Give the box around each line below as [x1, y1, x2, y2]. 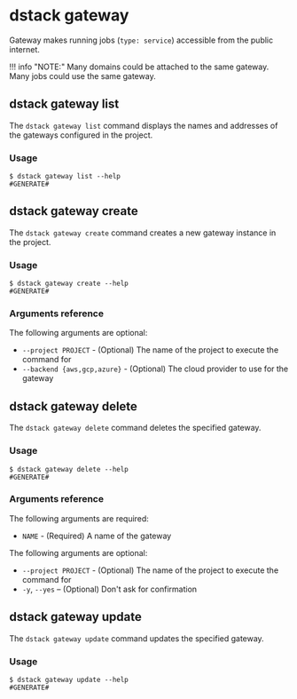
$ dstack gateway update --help [9, 675, 129, 684]
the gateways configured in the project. [9, 130, 153, 140]
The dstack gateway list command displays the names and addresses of [9, 120, 278, 131]
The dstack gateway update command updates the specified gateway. [9, 632, 264, 644]
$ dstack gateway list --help [9, 172, 121, 181]
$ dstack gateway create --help [9, 279, 129, 289]
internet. [9, 44, 40, 54]
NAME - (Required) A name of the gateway [21, 530, 172, 541]
